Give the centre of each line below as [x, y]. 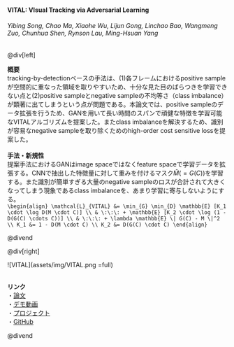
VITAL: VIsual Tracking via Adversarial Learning [78, 10]
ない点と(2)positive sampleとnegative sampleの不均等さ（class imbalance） [117, 95]
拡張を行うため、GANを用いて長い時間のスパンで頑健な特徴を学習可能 [121, 113]
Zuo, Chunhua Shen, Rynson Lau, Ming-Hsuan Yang [83, 33]
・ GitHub [20, 321]
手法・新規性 [25, 155]
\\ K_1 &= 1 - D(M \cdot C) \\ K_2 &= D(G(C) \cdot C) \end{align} [108, 225]
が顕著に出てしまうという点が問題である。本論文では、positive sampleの [112, 104]
